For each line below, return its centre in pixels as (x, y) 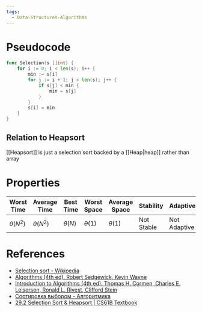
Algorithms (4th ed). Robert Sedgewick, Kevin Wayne (81, 277)
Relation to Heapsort (46, 138)
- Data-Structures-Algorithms (49, 17)
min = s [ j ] (63, 91)
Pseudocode (38, 47)
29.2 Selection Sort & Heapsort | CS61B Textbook (76, 302)
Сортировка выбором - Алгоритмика (63, 296)
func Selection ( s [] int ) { (40, 63)
